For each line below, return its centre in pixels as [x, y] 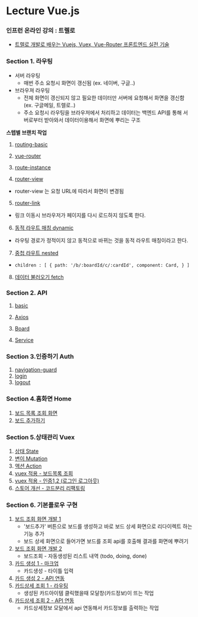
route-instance [33, 167]
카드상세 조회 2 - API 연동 [44, 600]
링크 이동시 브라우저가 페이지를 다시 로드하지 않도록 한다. [80, 215]
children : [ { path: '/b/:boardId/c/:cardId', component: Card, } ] [102, 265]
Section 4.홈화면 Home [39, 399]
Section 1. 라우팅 [30, 62]
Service [24, 340]
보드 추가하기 [30, 420]
